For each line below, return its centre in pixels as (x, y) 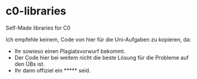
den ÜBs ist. (30, 64)
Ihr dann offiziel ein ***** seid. (53, 70)
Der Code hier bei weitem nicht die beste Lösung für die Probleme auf (102, 57)
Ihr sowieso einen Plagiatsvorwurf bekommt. (70, 51)
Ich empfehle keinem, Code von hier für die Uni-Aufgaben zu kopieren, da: (98, 39)
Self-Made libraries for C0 (38, 28)
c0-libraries (36, 11)
